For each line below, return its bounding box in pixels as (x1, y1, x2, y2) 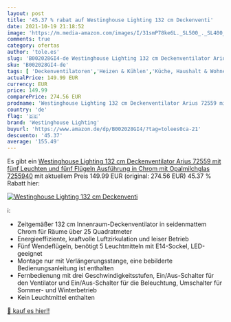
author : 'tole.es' (7, 49, 60, 56)
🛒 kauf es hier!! (7, 307, 50, 315)
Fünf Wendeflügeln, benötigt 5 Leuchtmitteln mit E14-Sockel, (16, 242, 190, 250)
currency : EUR (7, 81, 48, 88)
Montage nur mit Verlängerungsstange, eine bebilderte (16, 256, 173, 265)
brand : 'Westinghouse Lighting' (7, 119, 100, 126)
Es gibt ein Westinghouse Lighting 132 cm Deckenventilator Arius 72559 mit (7, 157, 221, 165)
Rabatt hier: (7, 179, 40, 188)
